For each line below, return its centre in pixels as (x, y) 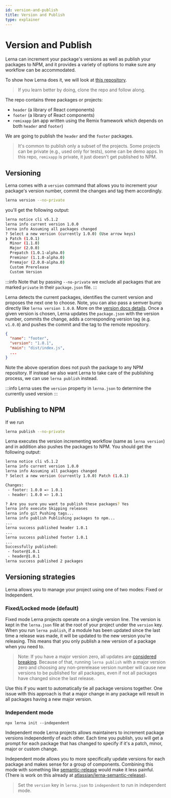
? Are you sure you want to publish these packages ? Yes (67, 504)
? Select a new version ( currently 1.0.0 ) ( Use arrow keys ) (71, 234)
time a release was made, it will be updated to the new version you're (78, 636)
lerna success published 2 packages (44, 561)
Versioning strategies (40, 577)
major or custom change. (32, 749)
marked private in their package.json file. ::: (51, 287)
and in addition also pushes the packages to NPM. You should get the (78, 447)
